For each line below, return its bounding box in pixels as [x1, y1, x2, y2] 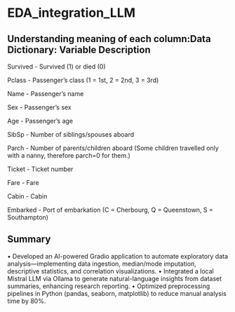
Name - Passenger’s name [7, 90, 84, 97]
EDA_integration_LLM [7, 5, 135, 21]
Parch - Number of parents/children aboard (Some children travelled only [7, 144, 219, 152]
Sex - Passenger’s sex [7, 103, 72, 111]
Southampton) [7, 213, 49, 222]
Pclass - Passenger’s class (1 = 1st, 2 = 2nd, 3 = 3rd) [7, 76, 159, 84]
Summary [7, 233, 51, 245]
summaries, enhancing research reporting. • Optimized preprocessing [7, 282, 210, 290]
